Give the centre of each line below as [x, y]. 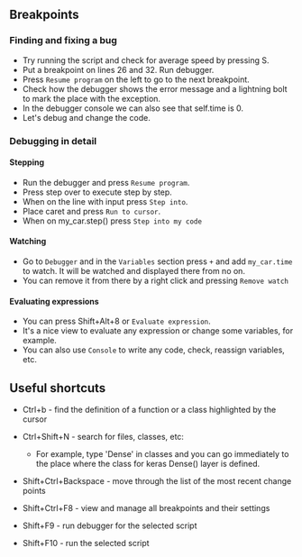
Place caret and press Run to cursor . [92, 211]
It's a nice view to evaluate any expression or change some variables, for [158, 331]
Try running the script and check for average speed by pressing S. [146, 60]
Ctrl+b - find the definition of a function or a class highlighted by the [149, 410]
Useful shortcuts [58, 388]
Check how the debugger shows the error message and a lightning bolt [155, 88]
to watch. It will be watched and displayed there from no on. [134, 271]
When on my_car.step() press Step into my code [112, 221]
